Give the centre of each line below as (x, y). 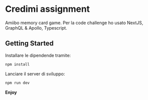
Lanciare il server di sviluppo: (35, 74)
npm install (17, 64)
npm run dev (17, 83)
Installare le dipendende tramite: (38, 55)
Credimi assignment (48, 9)
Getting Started (29, 44)
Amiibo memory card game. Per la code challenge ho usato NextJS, (74, 23)
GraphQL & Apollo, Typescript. (36, 28)
